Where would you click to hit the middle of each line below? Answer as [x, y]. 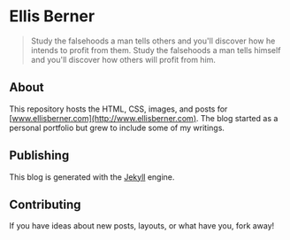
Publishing [39, 155]
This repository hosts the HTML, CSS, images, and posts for [118, 109]
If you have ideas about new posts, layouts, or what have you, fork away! [142, 226]
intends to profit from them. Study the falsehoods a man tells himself [156, 50]
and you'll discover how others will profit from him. [123, 59]
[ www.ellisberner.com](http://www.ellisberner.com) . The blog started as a [144, 118]
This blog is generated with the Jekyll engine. [92, 177]
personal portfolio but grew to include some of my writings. [117, 128]
